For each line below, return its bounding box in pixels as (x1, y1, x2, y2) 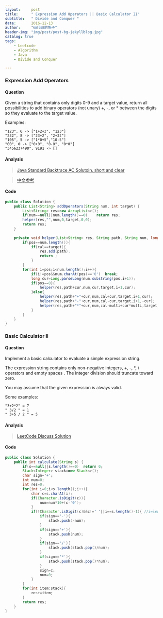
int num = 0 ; (22, 478, 45, 482)
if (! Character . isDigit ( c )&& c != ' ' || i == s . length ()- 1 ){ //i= (31, 509, 153, 514)
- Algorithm (14, 48, 38, 52)
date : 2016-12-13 (5, 20, 53, 26)
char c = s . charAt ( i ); (31, 491, 73, 496)
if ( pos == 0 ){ (31, 280, 55, 286)
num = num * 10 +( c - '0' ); (39, 500, 81, 505)
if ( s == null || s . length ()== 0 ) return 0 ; (22, 464, 103, 469)
